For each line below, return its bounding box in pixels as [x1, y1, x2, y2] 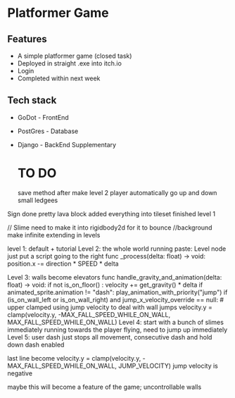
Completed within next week [17, 74, 101, 82]
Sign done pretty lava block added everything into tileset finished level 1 [7, 209, 216, 218]
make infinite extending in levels [7, 230, 101, 239]
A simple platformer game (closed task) [17, 51, 132, 60]
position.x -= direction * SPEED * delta [7, 259, 119, 268]
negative [7, 368, 33, 378]
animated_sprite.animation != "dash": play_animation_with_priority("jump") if [7, 287, 228, 297]
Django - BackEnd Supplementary [17, 140, 117, 149]
